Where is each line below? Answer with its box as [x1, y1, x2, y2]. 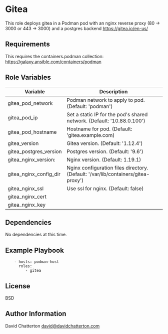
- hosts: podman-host [14, 259, 59, 264]
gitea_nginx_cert [7, 193, 46, 200]
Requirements [5, 40, 50, 49]
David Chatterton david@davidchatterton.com [5, 322, 100, 329]
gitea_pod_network [7, 99, 53, 106]
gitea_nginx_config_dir [7, 171, 61, 178]
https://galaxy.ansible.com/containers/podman [5, 59, 101, 65]
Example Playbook [5, 246, 64, 254]
